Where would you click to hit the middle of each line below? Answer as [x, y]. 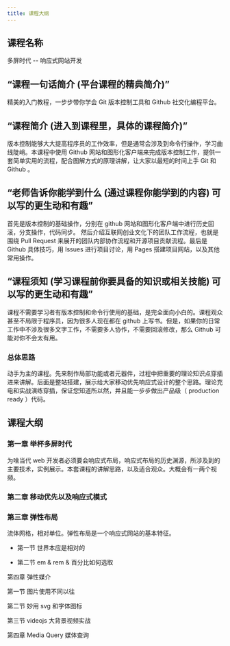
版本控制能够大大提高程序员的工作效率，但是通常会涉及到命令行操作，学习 [112, 144]
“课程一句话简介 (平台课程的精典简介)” [88, 84]
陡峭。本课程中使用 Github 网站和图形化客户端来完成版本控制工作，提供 [114, 152]
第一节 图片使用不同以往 [41, 591]
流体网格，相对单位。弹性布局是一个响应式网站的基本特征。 [91, 533]
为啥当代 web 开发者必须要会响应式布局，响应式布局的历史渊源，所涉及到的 [114, 460]
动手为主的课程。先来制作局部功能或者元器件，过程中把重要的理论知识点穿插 [115, 373]
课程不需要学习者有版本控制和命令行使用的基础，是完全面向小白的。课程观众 [115, 312]
